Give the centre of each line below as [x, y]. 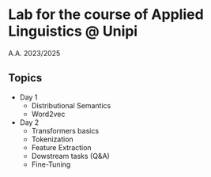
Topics [25, 78]
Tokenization [52, 139]
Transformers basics [65, 130]
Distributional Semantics [71, 105]
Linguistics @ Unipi [73, 31]
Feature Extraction [62, 147]
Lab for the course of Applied [106, 15]
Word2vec [48, 114]
